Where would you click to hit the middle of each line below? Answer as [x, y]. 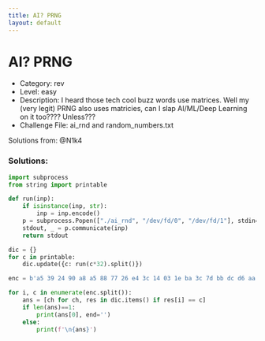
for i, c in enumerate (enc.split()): [70, 293]
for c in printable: [42, 257]
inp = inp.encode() [69, 213]
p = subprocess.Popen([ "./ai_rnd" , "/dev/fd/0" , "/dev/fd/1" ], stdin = [141, 221]
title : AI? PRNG [35, 15]
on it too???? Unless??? [58, 117]
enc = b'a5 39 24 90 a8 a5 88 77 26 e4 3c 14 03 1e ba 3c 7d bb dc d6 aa [132, 279]
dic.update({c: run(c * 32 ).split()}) [83, 265]
